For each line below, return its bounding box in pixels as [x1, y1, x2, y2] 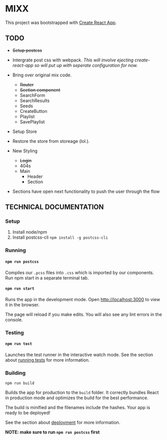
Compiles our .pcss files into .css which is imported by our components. [5, 269, 155, 275]
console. [5, 317, 23, 323]
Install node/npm [12, 229, 47, 235]
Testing [5, 329, 24, 336]
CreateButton [19, 108, 47, 114]
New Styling [12, 148, 38, 154]
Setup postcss [12, 47, 42, 53]
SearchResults [19, 97, 50, 103]
